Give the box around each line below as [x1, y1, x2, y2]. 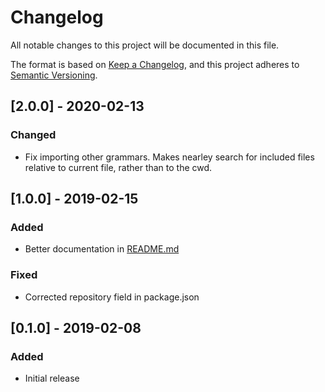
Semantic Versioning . [10, 69, 98, 81]
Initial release [24, 372, 80, 385]
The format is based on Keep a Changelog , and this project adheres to [10, 58, 300, 70]
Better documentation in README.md [24, 243, 180, 255]
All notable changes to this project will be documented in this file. [10, 39, 280, 51]
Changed [10, 128, 57, 142]
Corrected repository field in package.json [24, 291, 200, 303]
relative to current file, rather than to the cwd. [24, 161, 213, 173]
